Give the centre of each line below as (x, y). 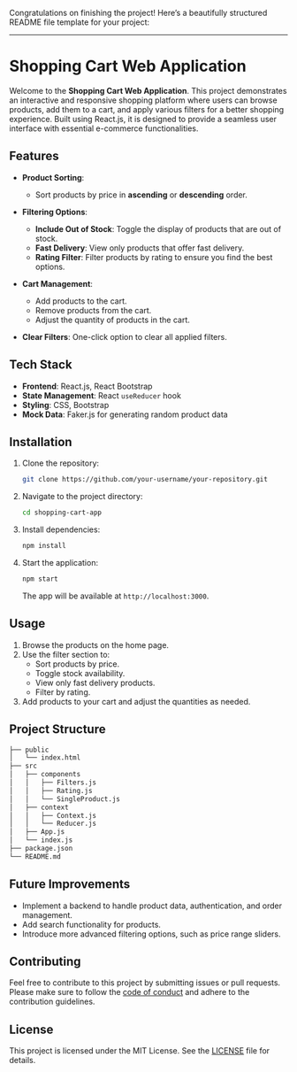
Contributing (45, 961)
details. (23, 1060)
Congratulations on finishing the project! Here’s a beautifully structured (138, 13)
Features (34, 156)
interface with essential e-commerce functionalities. (104, 128)
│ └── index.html (45, 758)
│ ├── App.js (37, 832)
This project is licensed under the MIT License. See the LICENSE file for (140, 1051)
